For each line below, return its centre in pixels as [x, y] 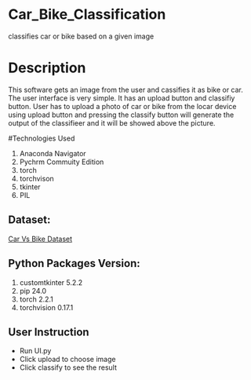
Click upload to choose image [67, 360]
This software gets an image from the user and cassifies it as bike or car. [125, 90]
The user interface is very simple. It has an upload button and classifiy [122, 98]
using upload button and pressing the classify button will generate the [121, 115]
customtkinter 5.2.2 [51, 282]
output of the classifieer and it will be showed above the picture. [112, 122]
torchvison [37, 178]
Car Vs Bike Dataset [40, 239]
